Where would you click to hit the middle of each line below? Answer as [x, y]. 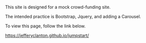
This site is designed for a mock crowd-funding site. [58, 7]
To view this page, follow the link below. [45, 26]
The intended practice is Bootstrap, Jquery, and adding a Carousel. [73, 16]
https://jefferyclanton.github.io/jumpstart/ [47, 35]
